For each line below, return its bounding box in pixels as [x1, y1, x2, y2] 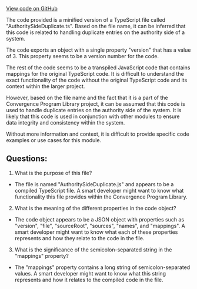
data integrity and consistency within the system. [6, 119, 125, 126]
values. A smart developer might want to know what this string [14, 270, 166, 277]
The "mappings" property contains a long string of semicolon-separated [14, 264, 191, 271]
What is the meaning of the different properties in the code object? [14, 204, 176, 211]
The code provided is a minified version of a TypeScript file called [6, 16, 166, 23]
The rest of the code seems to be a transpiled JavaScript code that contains [6, 64, 191, 71]
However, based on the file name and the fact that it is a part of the [6, 94, 169, 101]
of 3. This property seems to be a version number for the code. [6, 53, 159, 59]
